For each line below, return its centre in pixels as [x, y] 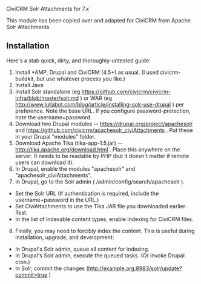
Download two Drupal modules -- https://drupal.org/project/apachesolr [104, 124]
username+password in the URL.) [57, 200]
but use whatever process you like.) [81, 79]
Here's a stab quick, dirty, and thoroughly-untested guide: [79, 61]
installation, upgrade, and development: [64, 237]
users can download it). [44, 162]
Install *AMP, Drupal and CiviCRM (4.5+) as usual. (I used [87, 72]
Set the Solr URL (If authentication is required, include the [87, 193]
